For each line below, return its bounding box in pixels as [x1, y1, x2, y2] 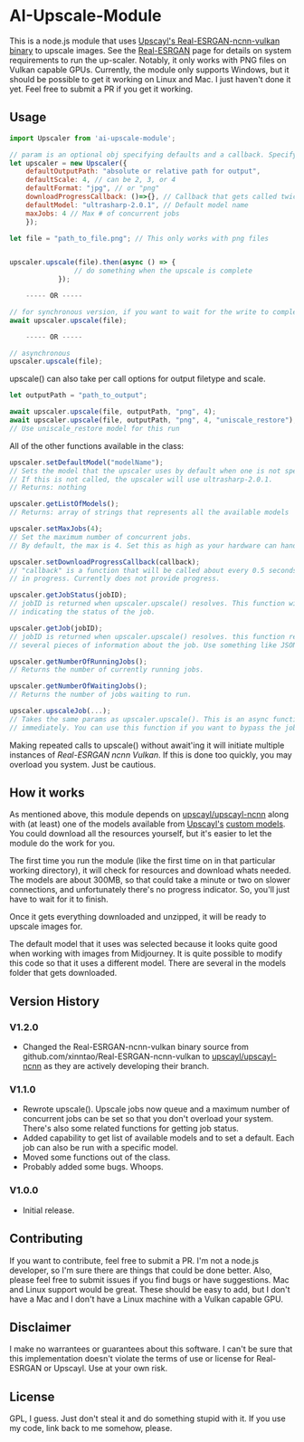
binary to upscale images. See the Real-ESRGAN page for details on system [9, 44, 292, 55]
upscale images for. [9, 921, 83, 932]
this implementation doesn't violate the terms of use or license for [9, 1353, 255, 1364]
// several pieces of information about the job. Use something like [9, 640, 278, 650]
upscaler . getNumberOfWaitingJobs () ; [9, 682, 147, 691]
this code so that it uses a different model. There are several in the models [9, 958, 287, 969]
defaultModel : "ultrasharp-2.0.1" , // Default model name [25, 200, 249, 209]
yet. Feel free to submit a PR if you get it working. [9, 83, 193, 94]
